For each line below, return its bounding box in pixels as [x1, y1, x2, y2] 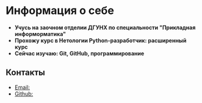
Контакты [5, 68, 45, 78]
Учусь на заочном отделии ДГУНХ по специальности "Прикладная [14, 24, 196, 31]
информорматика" [14, 30, 67, 37]
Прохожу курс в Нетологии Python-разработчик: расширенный [14, 37, 187, 44]
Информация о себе [5, 4, 114, 18]
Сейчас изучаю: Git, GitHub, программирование [14, 49, 145, 57]
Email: [14, 83, 31, 91]
